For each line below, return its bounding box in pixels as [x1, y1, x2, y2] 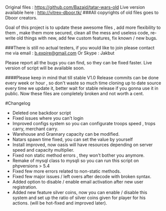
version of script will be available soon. [5, 65, 85, 71]
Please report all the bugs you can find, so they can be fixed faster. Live [5, 60, 153, 65]
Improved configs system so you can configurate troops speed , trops [12, 121, 156, 126]
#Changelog [5, 100, 31, 106]
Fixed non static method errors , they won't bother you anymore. [12, 152, 145, 158]
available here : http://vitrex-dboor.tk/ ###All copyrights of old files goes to [5, 9, 159, 15]
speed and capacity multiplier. [12, 147, 75, 153]
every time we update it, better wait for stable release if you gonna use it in [5, 85, 159, 91]
